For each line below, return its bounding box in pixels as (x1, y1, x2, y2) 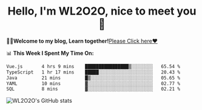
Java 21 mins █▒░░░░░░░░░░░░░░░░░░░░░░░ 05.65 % (6, 75, 181, 81)
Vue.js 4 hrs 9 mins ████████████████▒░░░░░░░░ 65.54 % (6, 63, 181, 69)
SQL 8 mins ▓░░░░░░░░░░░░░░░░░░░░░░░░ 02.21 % (6, 86, 181, 92)
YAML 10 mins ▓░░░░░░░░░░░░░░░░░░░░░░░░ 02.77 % (6, 80, 181, 86)
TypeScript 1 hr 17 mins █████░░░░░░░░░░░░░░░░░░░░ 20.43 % (6, 69, 181, 75)
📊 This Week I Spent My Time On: (6, 49, 94, 57)
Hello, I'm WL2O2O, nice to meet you (7, 4, 197, 18)
